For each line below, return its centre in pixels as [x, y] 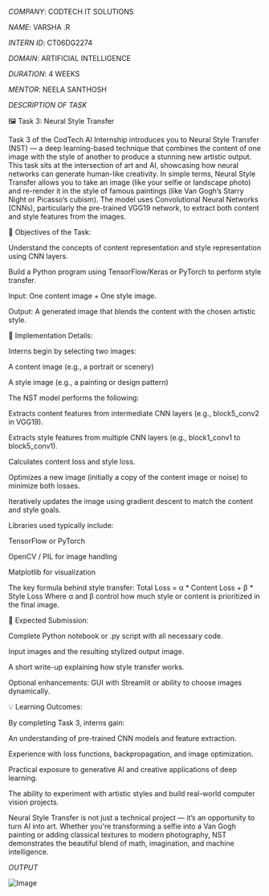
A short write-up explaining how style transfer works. [96, 667]
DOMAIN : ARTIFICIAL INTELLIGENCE [69, 58]
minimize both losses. [44, 486]
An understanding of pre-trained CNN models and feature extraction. [122, 738]
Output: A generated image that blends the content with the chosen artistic [132, 311]
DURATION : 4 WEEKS [44, 74]
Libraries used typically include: [61, 525]
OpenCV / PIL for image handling [63, 556]
